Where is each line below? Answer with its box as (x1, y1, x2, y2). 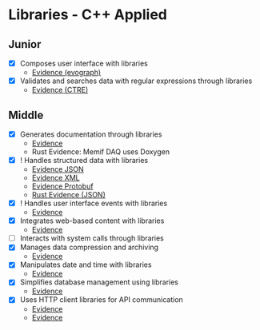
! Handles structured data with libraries (19, 156, 149, 165)
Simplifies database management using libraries (19, 277, 178, 287)
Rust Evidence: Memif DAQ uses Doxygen (31, 147, 170, 157)
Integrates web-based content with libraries (19, 216, 165, 225)
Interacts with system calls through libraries (19, 233, 164, 243)
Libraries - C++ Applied (8, 6, 168, 24)
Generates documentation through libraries (19, 129, 162, 139)
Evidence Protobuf (31, 181, 94, 191)
